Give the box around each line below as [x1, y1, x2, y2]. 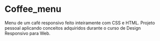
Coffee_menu [4, 3, 62, 15]
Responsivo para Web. [4, 30, 50, 36]
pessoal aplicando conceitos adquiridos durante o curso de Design [4, 25, 141, 31]
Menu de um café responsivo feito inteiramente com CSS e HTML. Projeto [4, 20, 155, 26]
